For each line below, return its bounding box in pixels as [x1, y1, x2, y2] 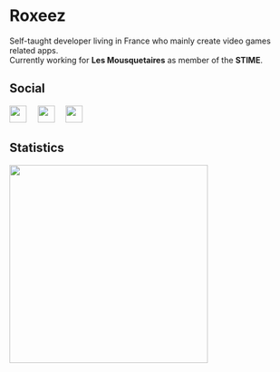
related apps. [9, 44, 59, 55]
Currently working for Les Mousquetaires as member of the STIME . [9, 54, 263, 65]
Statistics [9, 140, 65, 156]
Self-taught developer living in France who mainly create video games [9, 35, 272, 46]
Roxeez [9, 5, 66, 26]
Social [9, 81, 45, 96]
